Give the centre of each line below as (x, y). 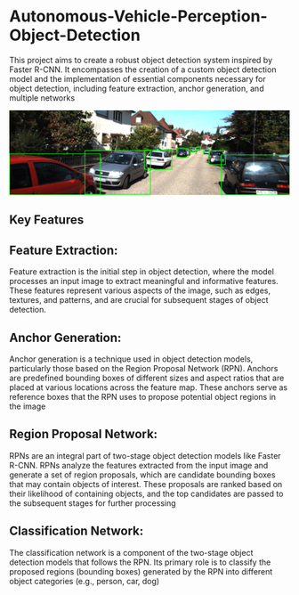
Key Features (47, 220)
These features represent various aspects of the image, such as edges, (140, 290)
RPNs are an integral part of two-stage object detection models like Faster (145, 455)
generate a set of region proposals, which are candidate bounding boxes (142, 475)
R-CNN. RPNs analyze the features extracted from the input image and (139, 465)
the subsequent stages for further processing (93, 503)
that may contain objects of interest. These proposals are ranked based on (146, 484)
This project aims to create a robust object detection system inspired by (141, 60)
